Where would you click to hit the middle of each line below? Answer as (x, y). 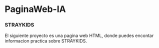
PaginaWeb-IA (35, 9)
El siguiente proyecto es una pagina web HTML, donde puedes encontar (79, 35)
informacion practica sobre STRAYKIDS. (46, 41)
